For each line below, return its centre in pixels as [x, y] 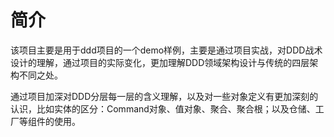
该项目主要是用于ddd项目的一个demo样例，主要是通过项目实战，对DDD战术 [166, 50]
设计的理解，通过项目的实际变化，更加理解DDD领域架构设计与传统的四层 [160, 62]
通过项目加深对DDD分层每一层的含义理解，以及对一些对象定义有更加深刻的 [164, 96]
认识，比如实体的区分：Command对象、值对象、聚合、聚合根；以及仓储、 [163, 108]
